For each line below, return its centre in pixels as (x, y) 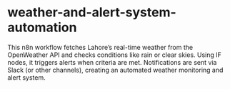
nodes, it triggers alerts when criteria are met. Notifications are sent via (112, 62)
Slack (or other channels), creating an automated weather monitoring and (115, 70)
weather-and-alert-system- (92, 12)
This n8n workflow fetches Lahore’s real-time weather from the (100, 47)
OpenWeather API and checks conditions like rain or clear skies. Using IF (114, 55)
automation (42, 27)
